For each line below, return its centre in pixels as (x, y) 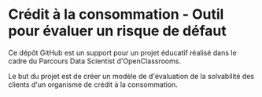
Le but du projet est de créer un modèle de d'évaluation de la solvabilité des (131, 76)
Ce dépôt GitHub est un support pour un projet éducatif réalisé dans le (123, 52)
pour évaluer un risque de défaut (117, 31)
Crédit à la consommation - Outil (116, 14)
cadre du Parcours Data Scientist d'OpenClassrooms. (94, 61)
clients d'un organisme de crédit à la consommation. (93, 84)
